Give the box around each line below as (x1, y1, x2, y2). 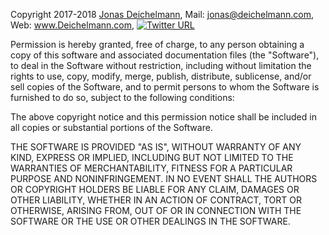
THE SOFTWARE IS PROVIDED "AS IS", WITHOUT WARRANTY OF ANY (10, 141, 302, 153)
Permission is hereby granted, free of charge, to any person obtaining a (10, 39, 305, 50)
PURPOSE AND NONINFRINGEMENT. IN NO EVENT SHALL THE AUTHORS (10, 173, 318, 184)
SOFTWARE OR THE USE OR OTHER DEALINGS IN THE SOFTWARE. (10, 215, 291, 227)
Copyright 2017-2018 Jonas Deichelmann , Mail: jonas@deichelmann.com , (10, 9, 315, 20)
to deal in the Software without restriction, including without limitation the (10, 60, 312, 71)
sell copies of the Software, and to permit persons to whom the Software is (10, 81, 320, 93)
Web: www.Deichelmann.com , (10, 19, 135, 31)
